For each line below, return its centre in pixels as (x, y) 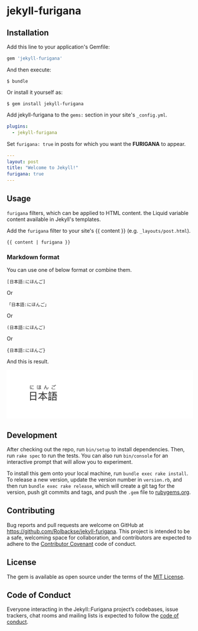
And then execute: (29, 70)
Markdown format (33, 257)
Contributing (31, 511)
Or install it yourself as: (35, 92)
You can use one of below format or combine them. (69, 270)
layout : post (23, 162)
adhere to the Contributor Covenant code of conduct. (72, 544)
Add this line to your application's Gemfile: (58, 47)
